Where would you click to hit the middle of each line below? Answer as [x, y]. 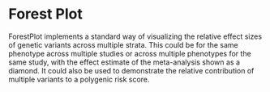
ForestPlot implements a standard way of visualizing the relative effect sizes [135, 36]
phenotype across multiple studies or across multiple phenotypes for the [130, 53]
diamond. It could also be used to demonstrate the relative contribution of [131, 70]
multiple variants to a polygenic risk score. [79, 79]
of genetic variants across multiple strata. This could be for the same [124, 44]
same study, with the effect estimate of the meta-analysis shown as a [124, 62]
